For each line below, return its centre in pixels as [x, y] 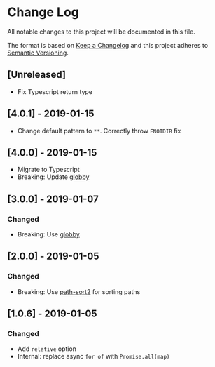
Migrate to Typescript [48, 170]
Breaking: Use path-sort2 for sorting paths [79, 291]
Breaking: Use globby [49, 234]
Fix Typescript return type [55, 91]
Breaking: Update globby [53, 177]
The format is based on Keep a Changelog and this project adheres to [108, 45]
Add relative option [47, 349]
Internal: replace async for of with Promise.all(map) [93, 356]
